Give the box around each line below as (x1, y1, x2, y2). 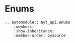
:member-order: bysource (14, 33, 66, 38)
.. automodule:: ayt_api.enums (5, 20, 70, 25)
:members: (14, 24, 35, 29)
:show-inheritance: (14, 28, 55, 33)
